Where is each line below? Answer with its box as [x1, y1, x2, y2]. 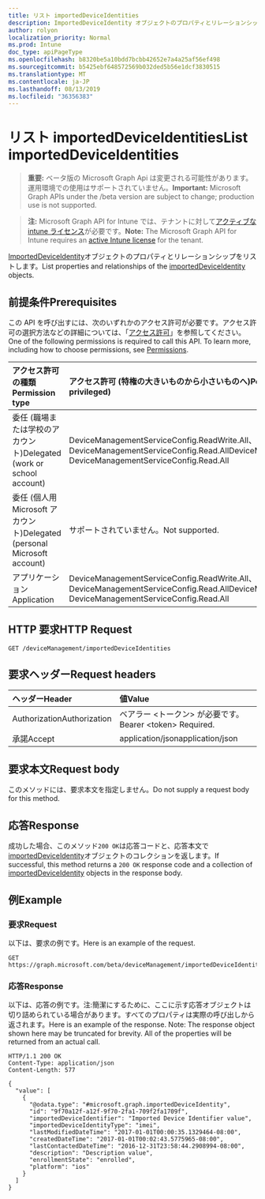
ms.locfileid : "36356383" [8, 92, 93, 100]
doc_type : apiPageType [8, 48, 83, 56]
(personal [12, 538, 48, 549]
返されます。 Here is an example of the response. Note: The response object [8, 1020, 255, 1029]
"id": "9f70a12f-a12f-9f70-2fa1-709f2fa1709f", [28, 1107, 189, 1116]
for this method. [8, 794, 61, 803]
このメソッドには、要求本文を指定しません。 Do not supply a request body [8, 785, 250, 795]
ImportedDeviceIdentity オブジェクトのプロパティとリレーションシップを [8, 252, 243, 261]
